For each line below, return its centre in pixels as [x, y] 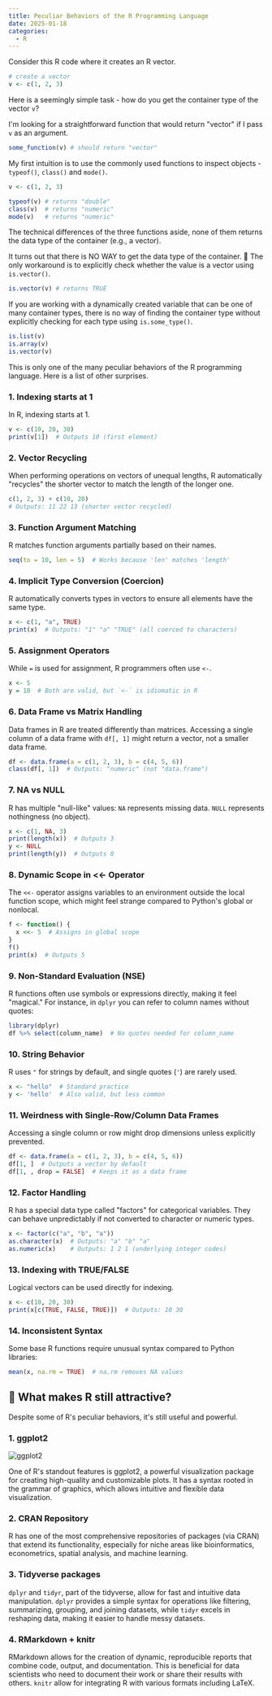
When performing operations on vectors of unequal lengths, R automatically [135, 476]
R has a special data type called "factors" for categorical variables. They [130, 1210]
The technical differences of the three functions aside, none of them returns [136, 232]
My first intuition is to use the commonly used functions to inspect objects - [135, 163]
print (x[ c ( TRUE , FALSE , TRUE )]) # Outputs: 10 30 [96, 1310]
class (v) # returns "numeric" [61, 209]
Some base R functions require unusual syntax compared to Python [121, 1349]
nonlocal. [24, 910]
